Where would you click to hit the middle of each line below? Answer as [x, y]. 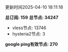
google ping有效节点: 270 [32, 44]
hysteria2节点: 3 [29, 34]
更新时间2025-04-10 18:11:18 [34, 7]
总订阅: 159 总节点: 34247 [32, 17]
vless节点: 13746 [29, 28]
